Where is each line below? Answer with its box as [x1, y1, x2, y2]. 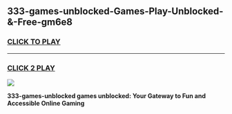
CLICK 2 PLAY [7, 63, 55, 73]
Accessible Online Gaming [7, 99, 85, 107]
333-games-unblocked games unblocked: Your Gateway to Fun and [7, 91, 206, 99]
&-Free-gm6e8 [7, 17, 72, 28]
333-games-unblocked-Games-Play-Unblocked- [7, 6, 224, 17]
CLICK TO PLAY [7, 37, 61, 47]
